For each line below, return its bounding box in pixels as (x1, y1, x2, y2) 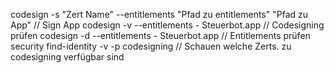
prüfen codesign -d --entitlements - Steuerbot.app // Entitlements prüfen (10, 30, 311, 41)
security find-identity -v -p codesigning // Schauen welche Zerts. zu (10, 40, 292, 52)
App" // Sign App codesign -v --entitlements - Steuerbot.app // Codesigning (10, 19, 325, 31)
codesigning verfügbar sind (10, 51, 125, 63)
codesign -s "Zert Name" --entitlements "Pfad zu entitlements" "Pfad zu (10, 9, 309, 20)
